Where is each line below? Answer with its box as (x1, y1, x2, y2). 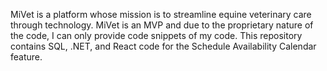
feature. (10, 51, 43, 63)
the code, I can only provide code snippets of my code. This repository (10, 30, 303, 41)
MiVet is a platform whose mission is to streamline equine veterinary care (10, 9, 312, 20)
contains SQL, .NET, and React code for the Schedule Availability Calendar (10, 40, 317, 52)
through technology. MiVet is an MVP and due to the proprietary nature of (10, 19, 314, 31)
